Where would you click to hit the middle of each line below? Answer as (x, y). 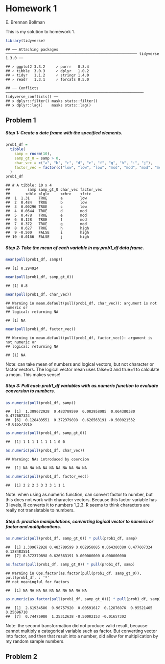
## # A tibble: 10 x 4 (29, 185)
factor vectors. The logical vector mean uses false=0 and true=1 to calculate (82, 369)
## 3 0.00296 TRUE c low (46, 207)
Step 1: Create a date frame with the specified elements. (64, 132)
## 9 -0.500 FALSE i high (47, 233)
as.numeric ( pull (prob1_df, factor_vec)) (47, 477)
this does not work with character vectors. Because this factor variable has (81, 500)
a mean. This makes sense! (33, 374)
